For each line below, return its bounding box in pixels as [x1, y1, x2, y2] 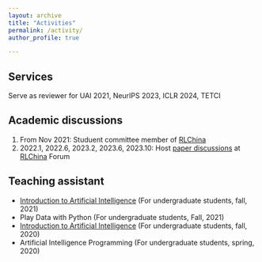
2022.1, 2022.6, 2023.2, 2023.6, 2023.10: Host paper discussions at [19, 143, 241, 153]
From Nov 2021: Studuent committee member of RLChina [19, 135, 207, 144]
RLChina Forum [19, 151, 70, 161]
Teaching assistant [8, 175, 104, 188]
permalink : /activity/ [8, 26, 83, 34]
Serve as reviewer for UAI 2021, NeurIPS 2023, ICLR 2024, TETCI [8, 91, 222, 101]
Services [8, 70, 54, 83]
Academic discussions [8, 114, 123, 127]
